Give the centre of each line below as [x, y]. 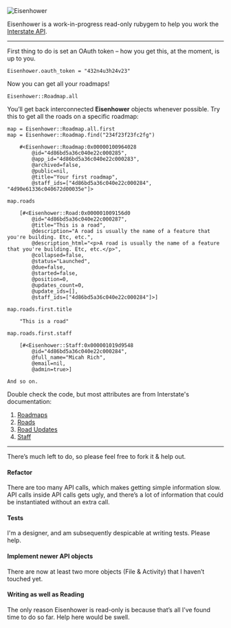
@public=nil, [51, 171]
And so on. [23, 381]
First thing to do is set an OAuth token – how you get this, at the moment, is [113, 51]
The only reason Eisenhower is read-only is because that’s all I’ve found [109, 609]
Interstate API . [27, 31]
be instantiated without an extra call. [58, 502]
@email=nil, [49, 363]
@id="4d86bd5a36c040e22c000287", [80, 219]
